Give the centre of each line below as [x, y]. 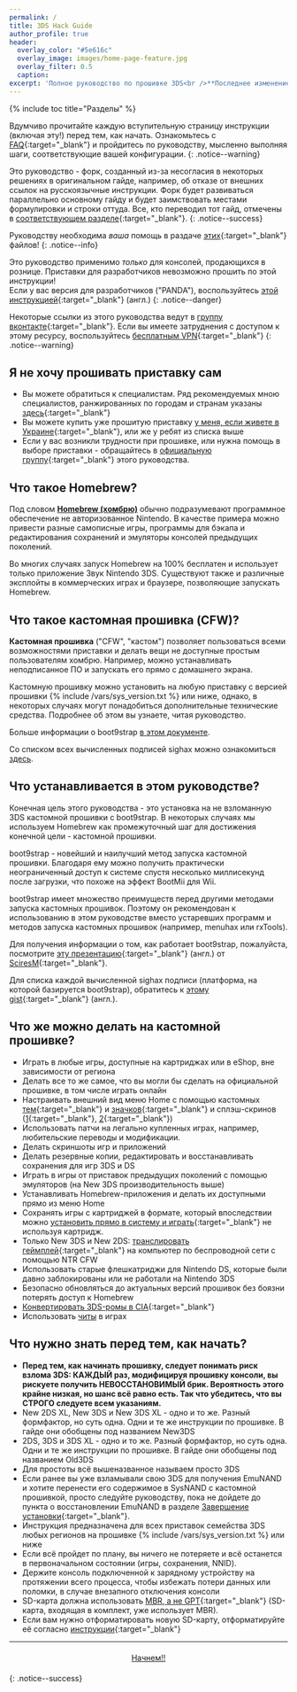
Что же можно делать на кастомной [115, 1027]
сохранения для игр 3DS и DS [78, 1165]
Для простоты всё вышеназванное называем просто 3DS [131, 1469]
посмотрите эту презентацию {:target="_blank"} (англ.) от [117, 953]
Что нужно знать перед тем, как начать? [128, 1344]
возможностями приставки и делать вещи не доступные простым [135, 651]
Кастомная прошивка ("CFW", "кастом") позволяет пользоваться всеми [147, 641]
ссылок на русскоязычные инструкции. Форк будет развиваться [131, 190]
